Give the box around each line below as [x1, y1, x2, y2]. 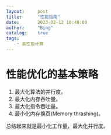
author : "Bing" [6, 24, 54, 31]
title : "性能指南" [6, 14, 60, 20]
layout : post [6, 8, 48, 15]
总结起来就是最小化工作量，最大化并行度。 [6, 122, 109, 129]
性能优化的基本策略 [6, 68, 99, 81]
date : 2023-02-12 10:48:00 [6, 19, 88, 25]
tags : [6, 35, 19, 41]
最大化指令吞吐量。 [14, 102, 61, 109]
